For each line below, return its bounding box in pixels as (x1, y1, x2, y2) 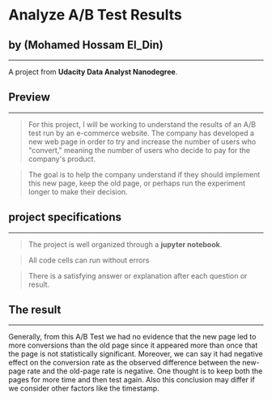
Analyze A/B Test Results (8, 6, 182, 24)
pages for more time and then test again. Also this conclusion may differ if (8, 375, 255, 385)
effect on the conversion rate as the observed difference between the (8, 358, 241, 368)
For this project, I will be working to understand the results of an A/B (28, 119, 257, 129)
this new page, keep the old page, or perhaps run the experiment (28, 178, 245, 188)
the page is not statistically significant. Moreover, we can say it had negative (8, 349, 263, 359)
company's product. (28, 154, 96, 164)
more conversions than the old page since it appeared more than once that (8, 340, 258, 350)
